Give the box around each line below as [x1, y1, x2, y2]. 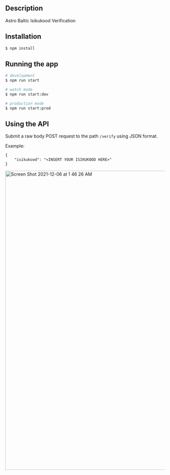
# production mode [5, 101, 44, 106]
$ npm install [5, 46, 35, 51]
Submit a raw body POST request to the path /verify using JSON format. [5, 133, 158, 139]
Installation [5, 32, 41, 41]
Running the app [5, 59, 58, 68]
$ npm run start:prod [5, 106, 51, 111]
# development [5, 73, 35, 78]
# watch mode [5, 87, 33, 92]
